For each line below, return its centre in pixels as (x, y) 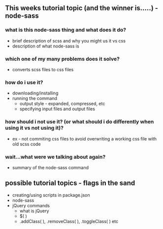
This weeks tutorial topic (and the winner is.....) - (82, 8)
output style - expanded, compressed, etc (62, 104)
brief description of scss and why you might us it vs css (69, 41)
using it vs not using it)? (34, 128)
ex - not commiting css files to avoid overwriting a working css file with (84, 138)
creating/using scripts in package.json (51, 195)
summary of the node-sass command (50, 167)
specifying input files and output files (57, 109)
